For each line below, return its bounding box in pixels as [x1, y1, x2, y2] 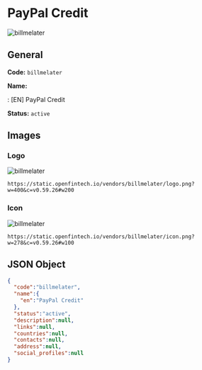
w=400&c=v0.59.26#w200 [7, 186, 74, 194]
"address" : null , [13, 343, 62, 350]
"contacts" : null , [13, 337, 65, 344]
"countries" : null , [13, 330, 69, 337]
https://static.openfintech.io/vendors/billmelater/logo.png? [7, 181, 195, 188]
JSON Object [7, 259, 66, 271]
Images [7, 130, 41, 142]
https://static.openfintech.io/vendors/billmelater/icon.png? [7, 232, 195, 240]
